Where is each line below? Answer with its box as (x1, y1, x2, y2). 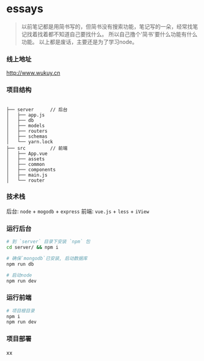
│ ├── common (6, 161, 45, 167)
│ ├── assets (6, 155, 45, 162)
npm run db (6, 261, 34, 267)
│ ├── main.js (6, 172, 48, 178)
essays (6, 2, 44, 16)
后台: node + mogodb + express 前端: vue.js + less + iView (6, 207, 150, 215)
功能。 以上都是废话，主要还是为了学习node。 (21, 38, 138, 45)
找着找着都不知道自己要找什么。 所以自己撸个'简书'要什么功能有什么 (26, 30, 198, 38)
